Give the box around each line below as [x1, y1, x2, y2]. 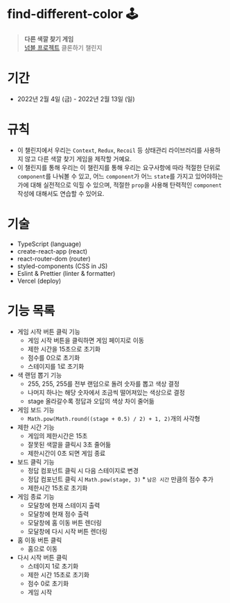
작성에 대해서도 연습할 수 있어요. [17, 189, 105, 197]
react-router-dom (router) [17, 254, 91, 263]
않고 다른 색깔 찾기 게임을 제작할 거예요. [24, 154, 132, 163]
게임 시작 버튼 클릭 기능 [17, 327, 81, 336]
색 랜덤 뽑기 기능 [17, 370, 62, 379]
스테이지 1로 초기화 [27, 561, 79, 570]
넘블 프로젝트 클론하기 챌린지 [24, 43, 103, 51]
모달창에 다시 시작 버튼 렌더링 [27, 527, 107, 536]
